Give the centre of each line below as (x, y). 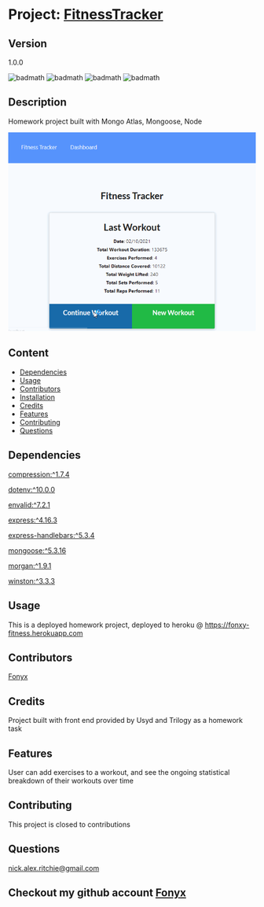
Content (29, 353)
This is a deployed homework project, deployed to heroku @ (106, 625)
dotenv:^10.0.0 (31, 489)
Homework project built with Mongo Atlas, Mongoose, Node (105, 121)
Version (27, 44)
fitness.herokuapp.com (46, 633)
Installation (37, 397)
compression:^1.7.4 (39, 474)
